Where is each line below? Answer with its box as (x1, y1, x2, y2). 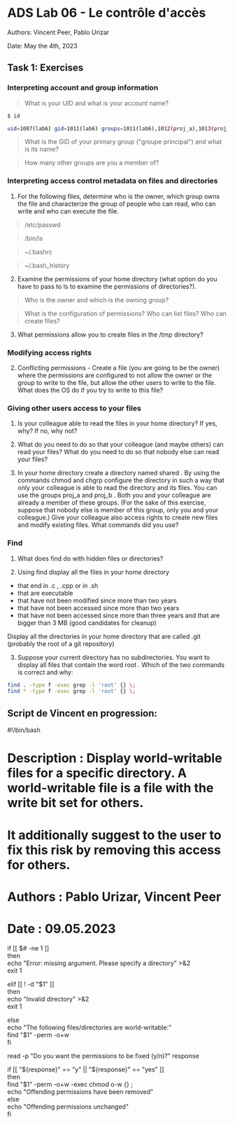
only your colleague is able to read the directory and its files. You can (17, 484, 218, 492)
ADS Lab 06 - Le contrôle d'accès (7, 5, 206, 21)
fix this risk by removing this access (7, 842, 222, 858)
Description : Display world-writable (7, 750, 222, 766)
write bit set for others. (7, 795, 144, 811)
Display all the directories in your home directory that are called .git (7, 632, 201, 640)
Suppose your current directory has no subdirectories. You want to (17, 653, 211, 661)
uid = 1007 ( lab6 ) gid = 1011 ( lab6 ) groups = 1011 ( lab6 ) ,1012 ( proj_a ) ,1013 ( (7, 125, 215, 132)
